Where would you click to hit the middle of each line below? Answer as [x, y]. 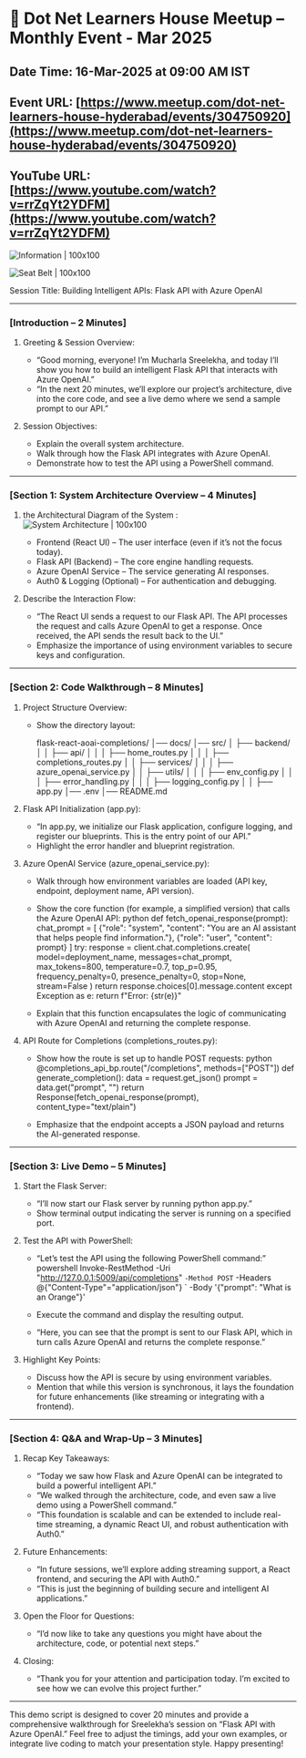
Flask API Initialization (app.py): [82, 808]
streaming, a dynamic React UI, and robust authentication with [171, 1525]
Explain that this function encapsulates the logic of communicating [161, 1013]
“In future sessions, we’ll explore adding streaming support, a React [163, 1569]
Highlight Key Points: [61, 1359]
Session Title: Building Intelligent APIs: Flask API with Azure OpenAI [136, 290]
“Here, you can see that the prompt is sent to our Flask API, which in [164, 1332]
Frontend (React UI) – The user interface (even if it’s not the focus [159, 542]
